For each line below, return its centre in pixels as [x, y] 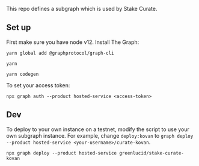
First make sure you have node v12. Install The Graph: [73, 42]
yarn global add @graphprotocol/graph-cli [60, 53]
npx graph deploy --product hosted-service [62, 153]
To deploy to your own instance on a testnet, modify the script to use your [98, 129]
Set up [19, 27]
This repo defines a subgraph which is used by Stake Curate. [82, 9]
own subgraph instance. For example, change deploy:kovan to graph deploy [100, 135]
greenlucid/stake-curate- [152, 153]
